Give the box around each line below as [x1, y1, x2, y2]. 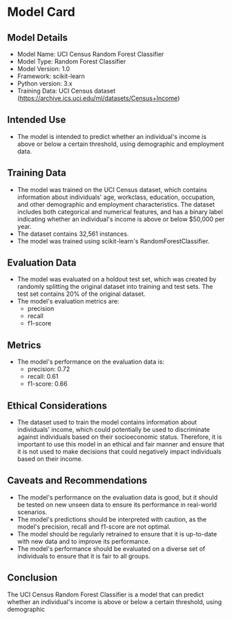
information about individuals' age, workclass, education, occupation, [17, 193, 215, 201]
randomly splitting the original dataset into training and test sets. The [17, 283, 213, 291]
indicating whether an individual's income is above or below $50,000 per [17, 215, 225, 223]
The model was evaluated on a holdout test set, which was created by [17, 275, 217, 283]
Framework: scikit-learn [17, 72, 85, 80]
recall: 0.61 [27, 373, 59, 381]
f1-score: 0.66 [27, 379, 68, 388]
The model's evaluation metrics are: [17, 297, 119, 306]
